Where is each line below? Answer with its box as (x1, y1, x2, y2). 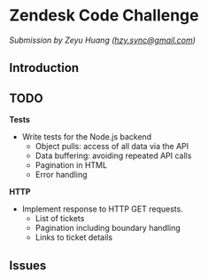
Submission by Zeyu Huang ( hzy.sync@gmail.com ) (9, 35, 196, 45)
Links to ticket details (35, 232, 113, 243)
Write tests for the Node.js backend (21, 132, 152, 142)
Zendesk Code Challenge (9, 5, 199, 26)
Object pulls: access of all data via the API (35, 141, 189, 152)
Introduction (9, 60, 80, 76)
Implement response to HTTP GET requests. (21, 203, 183, 214)
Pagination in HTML (35, 160, 108, 171)
